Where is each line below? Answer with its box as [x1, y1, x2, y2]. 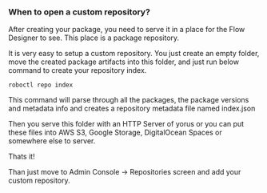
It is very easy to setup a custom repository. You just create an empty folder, [8, 49, 260, 58]
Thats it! [8, 151, 35, 162]
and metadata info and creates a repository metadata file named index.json [8, 103, 256, 114]
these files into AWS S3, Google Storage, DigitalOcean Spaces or [8, 127, 222, 138]
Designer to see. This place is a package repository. [8, 33, 180, 42]
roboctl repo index [8, 81, 74, 90]
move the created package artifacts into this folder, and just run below [8, 57, 240, 66]
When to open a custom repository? [8, 6, 150, 18]
